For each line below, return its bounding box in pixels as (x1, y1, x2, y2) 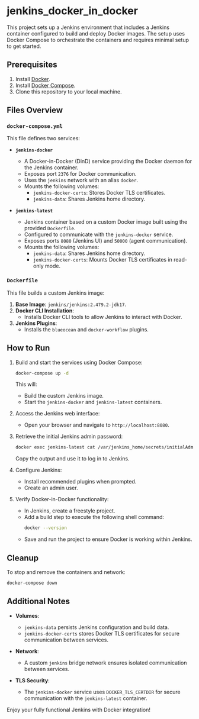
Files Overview (7, 105, 63, 115)
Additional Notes (7, 597, 70, 607)
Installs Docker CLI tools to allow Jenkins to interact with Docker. (24, 313, 182, 320)
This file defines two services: (7, 135, 81, 142)
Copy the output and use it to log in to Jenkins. (15, 455, 130, 462)
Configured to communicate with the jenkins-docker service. (24, 231, 174, 238)
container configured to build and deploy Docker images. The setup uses (7, 30, 185, 37)
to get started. (7, 43, 41, 50)
